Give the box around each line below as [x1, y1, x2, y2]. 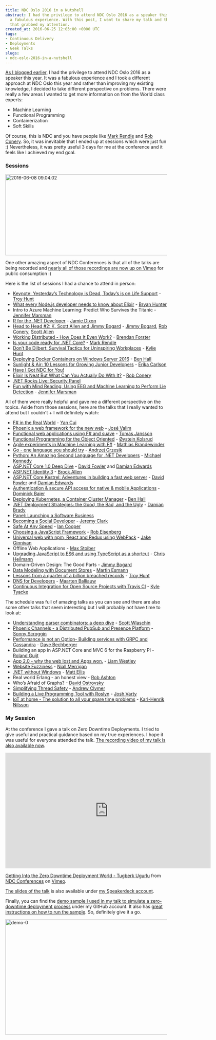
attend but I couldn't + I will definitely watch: [5, 409, 99, 415]
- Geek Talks [5, 46, 33, 51]
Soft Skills [12, 123, 34, 129]
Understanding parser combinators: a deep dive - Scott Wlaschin [12, 619, 151, 626]
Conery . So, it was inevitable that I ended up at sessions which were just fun [5, 138, 167, 144]
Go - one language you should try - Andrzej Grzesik [12, 447, 123, 453]
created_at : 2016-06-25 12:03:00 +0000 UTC [5, 27, 100, 32]
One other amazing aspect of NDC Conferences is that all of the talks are [5, 259, 160, 265]
